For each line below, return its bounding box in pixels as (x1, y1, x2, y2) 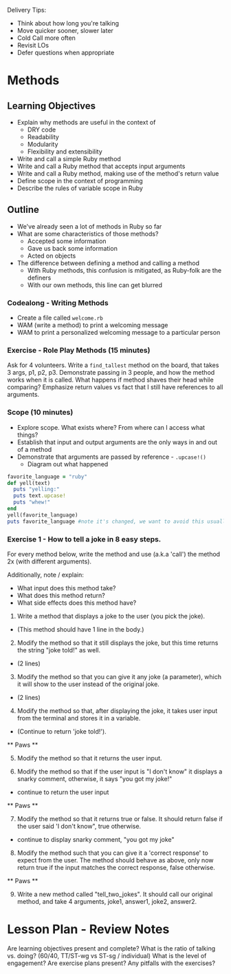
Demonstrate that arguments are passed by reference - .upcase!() (16, 453, 206, 461)
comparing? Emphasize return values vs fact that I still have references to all (7, 383, 223, 391)
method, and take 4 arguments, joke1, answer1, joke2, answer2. (16, 898, 197, 905)
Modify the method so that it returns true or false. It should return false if (16, 815, 223, 822)
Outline (7, 204, 39, 216)
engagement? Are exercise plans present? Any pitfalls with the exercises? (7, 959, 215, 967)
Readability (27, 133, 60, 141)
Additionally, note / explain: (7, 571, 84, 579)
